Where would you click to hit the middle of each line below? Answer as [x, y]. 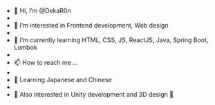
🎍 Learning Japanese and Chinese [63, 80]
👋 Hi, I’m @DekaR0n [42, 11]
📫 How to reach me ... [46, 63]
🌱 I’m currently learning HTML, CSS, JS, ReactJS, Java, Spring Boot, [111, 40]
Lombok [26, 47]
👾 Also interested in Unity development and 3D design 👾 [94, 94]
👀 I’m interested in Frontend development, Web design [91, 25]
